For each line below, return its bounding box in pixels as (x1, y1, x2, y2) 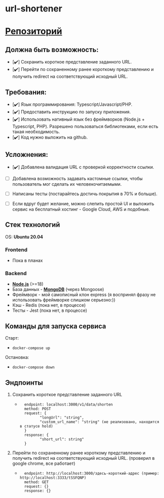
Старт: (5, 335, 19, 341)
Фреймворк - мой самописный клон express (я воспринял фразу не (12, 291, 156, 298)
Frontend (5, 246, 28, 253)
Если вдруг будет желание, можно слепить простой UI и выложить (12, 201, 155, 207)
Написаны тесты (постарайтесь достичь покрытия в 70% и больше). (12, 191, 158, 197)
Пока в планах (12, 258, 43, 264)
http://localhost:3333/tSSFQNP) (19, 475, 86, 481)
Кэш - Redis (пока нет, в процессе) (12, 302, 86, 308)
